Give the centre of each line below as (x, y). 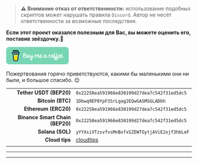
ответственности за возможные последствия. (79, 21)
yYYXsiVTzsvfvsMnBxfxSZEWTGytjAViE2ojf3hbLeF (133, 132)
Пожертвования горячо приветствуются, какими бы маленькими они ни (98, 74)
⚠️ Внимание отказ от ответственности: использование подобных (105, 9)
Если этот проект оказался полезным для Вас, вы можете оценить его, (99, 32)
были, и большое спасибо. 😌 (43, 80)
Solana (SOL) (55, 132)
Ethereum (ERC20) (47, 109)
